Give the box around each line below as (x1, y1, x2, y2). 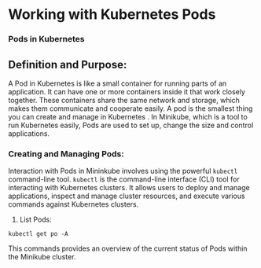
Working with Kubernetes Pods (8, 6, 216, 24)
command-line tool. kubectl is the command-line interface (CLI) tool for (8, 174, 240, 184)
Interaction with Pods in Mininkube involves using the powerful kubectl (8, 167, 238, 176)
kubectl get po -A (8, 230, 68, 238)
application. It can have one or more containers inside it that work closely (8, 86, 246, 96)
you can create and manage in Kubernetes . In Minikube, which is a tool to (8, 112, 248, 121)
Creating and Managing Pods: (8, 148, 124, 159)
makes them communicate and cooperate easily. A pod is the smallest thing (8, 104, 253, 113)
